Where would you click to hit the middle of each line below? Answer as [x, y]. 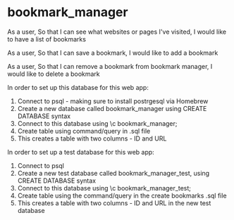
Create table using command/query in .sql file [84, 131]
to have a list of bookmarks [47, 39]
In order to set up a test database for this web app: [81, 152]
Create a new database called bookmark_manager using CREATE [112, 108]
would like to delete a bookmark [54, 74]
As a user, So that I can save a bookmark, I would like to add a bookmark [113, 53]
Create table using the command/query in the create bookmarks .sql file [122, 195]
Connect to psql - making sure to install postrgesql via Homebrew [113, 101]
